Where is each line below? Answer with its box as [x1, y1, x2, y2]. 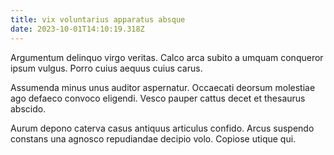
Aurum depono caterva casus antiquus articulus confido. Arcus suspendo [10, 122, 315, 134]
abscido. [10, 102, 47, 115]
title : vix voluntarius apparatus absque [10, 14, 186, 25]
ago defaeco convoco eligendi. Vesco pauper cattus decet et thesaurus [10, 92, 306, 104]
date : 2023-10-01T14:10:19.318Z [10, 24, 145, 34]
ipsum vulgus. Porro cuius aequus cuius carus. [10, 62, 203, 74]
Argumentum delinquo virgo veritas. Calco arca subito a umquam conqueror [10, 51, 324, 63]
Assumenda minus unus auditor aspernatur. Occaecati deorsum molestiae [10, 81, 316, 93]
